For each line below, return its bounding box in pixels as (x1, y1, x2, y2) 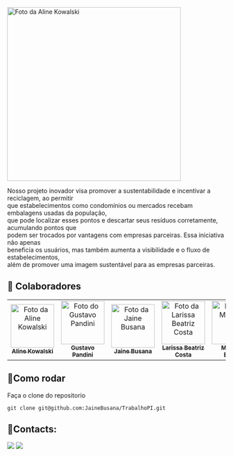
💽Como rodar (7, 373, 66, 384)
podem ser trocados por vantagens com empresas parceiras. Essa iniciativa (7, 231, 224, 239)
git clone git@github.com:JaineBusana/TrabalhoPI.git (7, 405, 166, 412)
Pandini (71, 350, 94, 359)
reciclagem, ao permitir (7, 194, 74, 202)
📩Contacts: (7, 423, 57, 435)
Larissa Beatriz (162, 343, 205, 352)
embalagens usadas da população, (7, 209, 107, 217)
